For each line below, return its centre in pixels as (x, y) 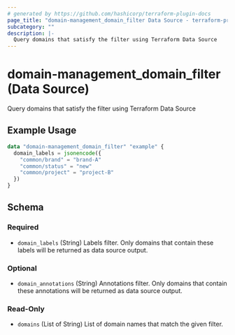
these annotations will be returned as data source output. (100, 290)
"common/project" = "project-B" (67, 173)
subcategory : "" (31, 27)
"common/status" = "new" (56, 166)
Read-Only (26, 308)
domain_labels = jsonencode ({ (57, 153)
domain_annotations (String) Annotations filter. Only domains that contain (122, 283)
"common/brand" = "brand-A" (60, 159)
